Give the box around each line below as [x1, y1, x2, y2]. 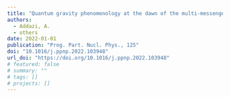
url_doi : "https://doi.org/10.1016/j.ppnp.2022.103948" [7, 55, 170, 61]
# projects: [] [7, 80, 51, 87]
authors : [7, 16, 32, 23]
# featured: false [7, 61, 60, 68]
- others [13, 29, 38, 36]
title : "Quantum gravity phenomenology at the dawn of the [7, 10, 179, 17]
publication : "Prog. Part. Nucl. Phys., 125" [7, 42, 139, 48]
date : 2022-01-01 [7, 36, 57, 42]
